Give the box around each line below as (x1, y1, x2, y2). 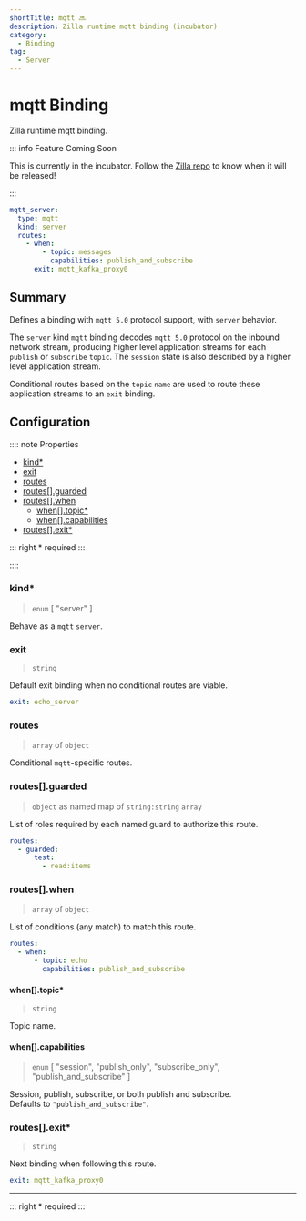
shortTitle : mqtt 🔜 (9, 13, 87, 23)
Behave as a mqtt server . (9, 621, 103, 631)
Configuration (9, 415, 91, 430)
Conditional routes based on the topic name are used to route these (9, 378, 260, 389)
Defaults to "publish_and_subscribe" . (9, 1099, 149, 1110)
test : (33, 853, 55, 862)
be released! (9, 169, 56, 180)
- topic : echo (33, 956, 88, 966)
